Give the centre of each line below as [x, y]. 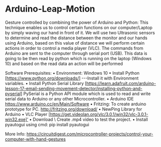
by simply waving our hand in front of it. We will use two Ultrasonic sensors [80, 33]
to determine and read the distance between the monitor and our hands [76, 38]
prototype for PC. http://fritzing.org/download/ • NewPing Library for [73, 109]
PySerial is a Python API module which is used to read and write [87, 94]
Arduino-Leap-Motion [50, 9]
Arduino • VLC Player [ [28, 114]
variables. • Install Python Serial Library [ [46, 83]
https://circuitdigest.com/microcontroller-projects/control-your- [90, 134]
